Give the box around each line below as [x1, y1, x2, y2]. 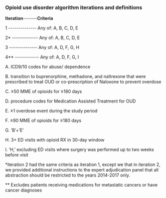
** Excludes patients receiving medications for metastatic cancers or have [5, 182, 158, 188]
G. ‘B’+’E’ [5, 127, 24, 133]
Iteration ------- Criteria [5, 15, 53, 21]
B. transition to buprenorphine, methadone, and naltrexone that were [5, 73, 146, 79]
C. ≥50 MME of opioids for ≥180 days [5, 88, 82, 94]
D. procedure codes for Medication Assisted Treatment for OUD [5, 98, 136, 104]
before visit [5, 152, 28, 158]
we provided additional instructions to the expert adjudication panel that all [5, 167, 159, 173]
